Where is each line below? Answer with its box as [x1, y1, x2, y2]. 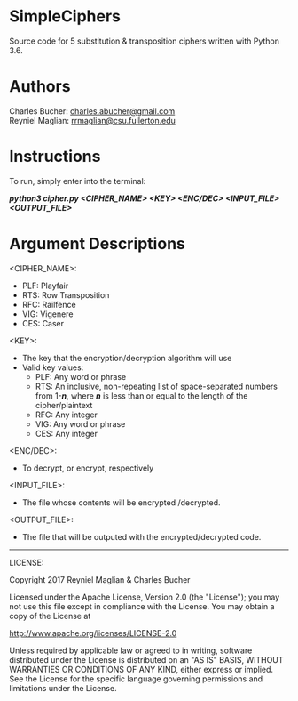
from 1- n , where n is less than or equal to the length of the [35, 390, 248, 401]
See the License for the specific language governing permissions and [9, 673, 263, 684]
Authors [9, 77, 71, 97]
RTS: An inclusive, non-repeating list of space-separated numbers [35, 381, 278, 391]
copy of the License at [9, 610, 91, 621]
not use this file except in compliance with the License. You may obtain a [9, 600, 275, 611]
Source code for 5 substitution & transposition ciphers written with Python [9, 36, 279, 46]
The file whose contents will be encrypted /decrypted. [21, 496, 221, 508]
